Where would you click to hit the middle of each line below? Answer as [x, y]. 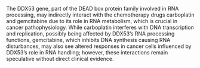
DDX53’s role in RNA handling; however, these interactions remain [87, 52]
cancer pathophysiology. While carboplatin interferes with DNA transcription [100, 27]
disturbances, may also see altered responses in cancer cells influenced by [99, 46]
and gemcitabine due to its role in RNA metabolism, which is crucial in [92, 21]
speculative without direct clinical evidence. [60, 59]
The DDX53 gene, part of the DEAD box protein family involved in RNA [93, 9]
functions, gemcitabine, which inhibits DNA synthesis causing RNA [88, 40]
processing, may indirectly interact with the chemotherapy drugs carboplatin [100, 15]
